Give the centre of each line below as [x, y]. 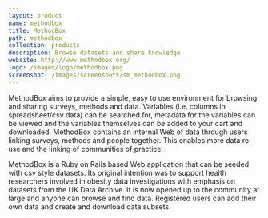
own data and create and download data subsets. [90, 206]
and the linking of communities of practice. [93, 149]
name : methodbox [35, 23]
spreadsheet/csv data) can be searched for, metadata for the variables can [132, 115]
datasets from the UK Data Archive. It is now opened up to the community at [134, 189]
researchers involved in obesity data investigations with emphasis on [122, 181]
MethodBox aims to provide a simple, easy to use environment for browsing [133, 97]
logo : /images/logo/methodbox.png [66, 68]
